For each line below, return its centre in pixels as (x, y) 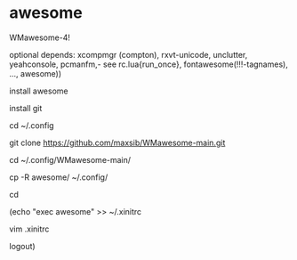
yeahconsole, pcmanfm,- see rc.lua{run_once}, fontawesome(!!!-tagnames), (149, 64)
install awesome (39, 91)
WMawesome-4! (40, 37)
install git (26, 108)
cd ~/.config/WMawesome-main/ (70, 159)
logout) (22, 246)
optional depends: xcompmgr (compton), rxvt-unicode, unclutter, (128, 54)
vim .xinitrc (29, 229)
